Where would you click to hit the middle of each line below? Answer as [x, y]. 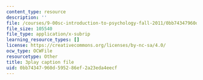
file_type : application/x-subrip [48, 34]
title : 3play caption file [40, 62]
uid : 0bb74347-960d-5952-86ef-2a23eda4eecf [62, 68]
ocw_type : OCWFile [29, 51]
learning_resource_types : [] [43, 40]
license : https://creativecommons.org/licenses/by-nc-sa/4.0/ [86, 46]
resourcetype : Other [32, 57]
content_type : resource [36, 12]
